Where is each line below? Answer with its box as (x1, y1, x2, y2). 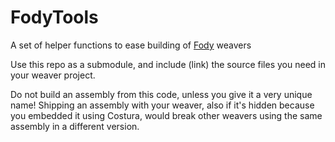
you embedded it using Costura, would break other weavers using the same (10, 109, 323, 121)
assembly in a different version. (10, 120, 140, 132)
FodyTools (10, 6, 99, 29)
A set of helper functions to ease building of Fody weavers (10, 39, 252, 51)
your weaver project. (10, 69, 96, 81)
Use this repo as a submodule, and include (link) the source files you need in (10, 58, 326, 70)
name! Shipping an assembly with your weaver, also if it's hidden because (10, 99, 315, 111)
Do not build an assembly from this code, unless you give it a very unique (10, 88, 313, 100)
